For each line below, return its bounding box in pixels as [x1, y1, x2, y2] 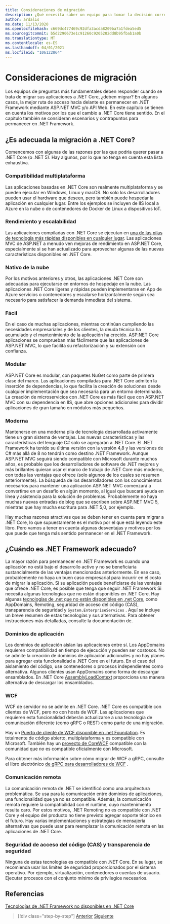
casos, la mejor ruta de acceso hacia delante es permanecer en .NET [5, 99, 149, 105]
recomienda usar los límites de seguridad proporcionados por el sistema [5, 864, 156, 870]
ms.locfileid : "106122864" [5, 50, 62, 55]
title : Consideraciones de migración [5, 7, 85, 13]
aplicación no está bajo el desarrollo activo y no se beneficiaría [5, 563, 137, 570]
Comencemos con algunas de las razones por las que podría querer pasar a [5, 149, 163, 155]
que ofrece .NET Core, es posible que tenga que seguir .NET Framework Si [5, 585, 162, 591]
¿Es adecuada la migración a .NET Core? [5, 135, 136, 144]
